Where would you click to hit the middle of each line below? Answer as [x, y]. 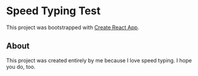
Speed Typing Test [54, 11]
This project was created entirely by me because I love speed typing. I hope [99, 60]
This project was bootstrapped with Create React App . [73, 27]
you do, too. [21, 66]
